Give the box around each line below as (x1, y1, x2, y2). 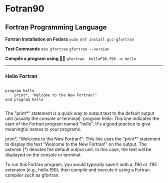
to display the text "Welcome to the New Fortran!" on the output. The (5, 141, 147, 147)
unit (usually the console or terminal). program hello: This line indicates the (5, 115, 159, 121)
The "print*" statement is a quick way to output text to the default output (5, 110, 155, 116)
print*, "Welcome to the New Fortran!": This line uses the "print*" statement (5, 136, 161, 142)
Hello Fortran (5, 72, 37, 79)
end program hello (5, 97, 43, 102)
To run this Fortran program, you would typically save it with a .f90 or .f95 (5, 161, 157, 167)
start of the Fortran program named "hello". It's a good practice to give (5, 121, 151, 127)
